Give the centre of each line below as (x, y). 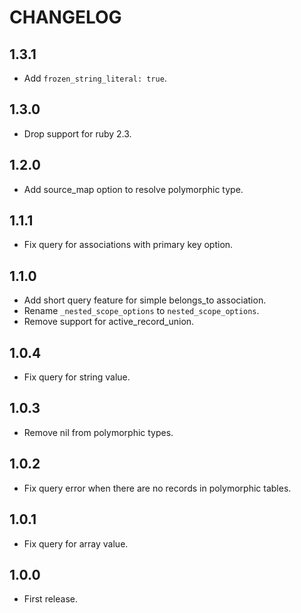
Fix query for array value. (76, 543)
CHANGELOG (65, 17)
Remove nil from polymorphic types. (98, 432)
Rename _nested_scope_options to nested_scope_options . (141, 311)
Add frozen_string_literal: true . (95, 78)
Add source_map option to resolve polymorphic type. (133, 189)
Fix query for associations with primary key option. (128, 245)
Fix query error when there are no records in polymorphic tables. (157, 488)
